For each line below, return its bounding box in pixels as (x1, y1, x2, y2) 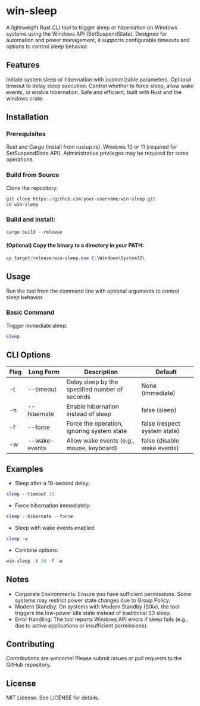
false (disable (141, 436, 180, 444)
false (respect (141, 419, 180, 428)
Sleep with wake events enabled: (14, 525, 96, 532)
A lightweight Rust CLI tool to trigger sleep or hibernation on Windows (6, 24, 177, 31)
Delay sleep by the (66, 378, 118, 386)
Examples (6, 464, 43, 474)
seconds (66, 393, 91, 401)
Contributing (6, 639, 55, 649)
